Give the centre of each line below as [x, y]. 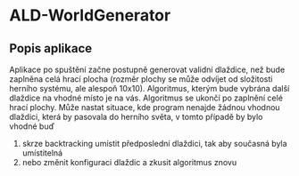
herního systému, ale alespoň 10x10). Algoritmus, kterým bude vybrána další [149, 88]
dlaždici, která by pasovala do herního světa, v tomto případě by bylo [136, 117]
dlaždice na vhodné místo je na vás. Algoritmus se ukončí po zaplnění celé [146, 98]
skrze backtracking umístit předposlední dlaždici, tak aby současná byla [154, 144]
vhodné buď [32, 126]
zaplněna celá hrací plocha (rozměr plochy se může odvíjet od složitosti [141, 79]
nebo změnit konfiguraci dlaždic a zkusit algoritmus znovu [129, 162]
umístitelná [42, 153]
